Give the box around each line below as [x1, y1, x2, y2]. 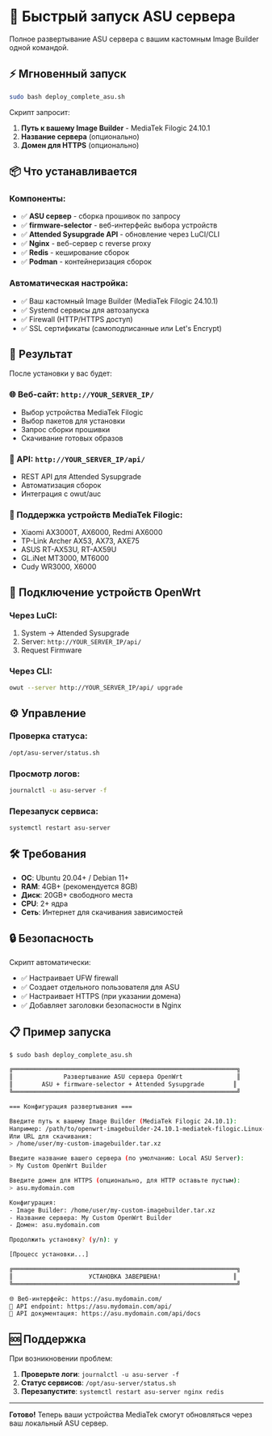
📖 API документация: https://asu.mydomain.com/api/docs [9, 1310, 201, 1318]
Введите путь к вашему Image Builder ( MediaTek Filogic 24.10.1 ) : [9, 1117, 237, 1125]
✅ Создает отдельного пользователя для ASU [20, 982, 180, 992]
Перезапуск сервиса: [9, 805, 99, 817]
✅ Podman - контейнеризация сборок [20, 257, 153, 266]
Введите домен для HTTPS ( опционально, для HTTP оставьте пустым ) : [9, 1177, 241, 1185]
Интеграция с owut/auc [20, 489, 102, 499]
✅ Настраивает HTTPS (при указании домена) [20, 991, 182, 1001]
